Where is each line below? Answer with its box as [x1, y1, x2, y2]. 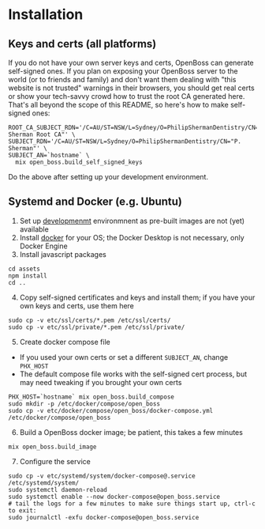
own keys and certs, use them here [19, 300, 134, 310]
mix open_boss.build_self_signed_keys [15, 158, 144, 166]
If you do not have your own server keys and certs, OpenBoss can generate [8, 58, 254, 67]
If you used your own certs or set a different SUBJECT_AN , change [19, 352, 229, 361]
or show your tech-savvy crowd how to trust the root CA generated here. [8, 92, 245, 100]
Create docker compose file [19, 337, 110, 346]
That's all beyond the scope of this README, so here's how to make [8, 100, 229, 109]
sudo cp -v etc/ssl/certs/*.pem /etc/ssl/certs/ [8, 316, 171, 324]
